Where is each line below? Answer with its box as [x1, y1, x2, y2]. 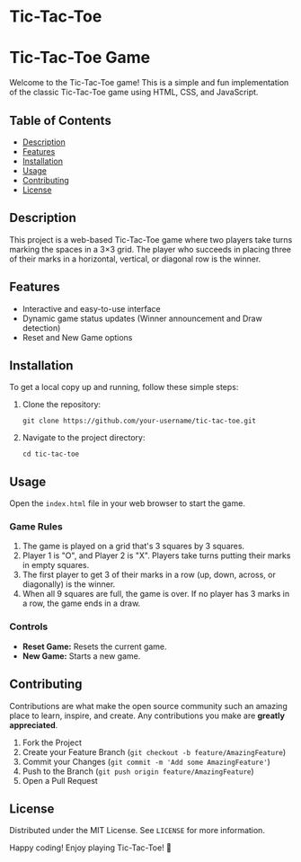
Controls [9, 620, 49, 633]
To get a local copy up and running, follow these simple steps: [9, 382, 239, 393]
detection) [22, 322, 61, 333]
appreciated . [9, 719, 58, 730]
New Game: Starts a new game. [22, 650, 141, 662]
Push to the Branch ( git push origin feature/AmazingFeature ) [22, 766, 254, 777]
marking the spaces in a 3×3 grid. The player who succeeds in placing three [9, 244, 292, 254]
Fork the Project [22, 737, 83, 748]
